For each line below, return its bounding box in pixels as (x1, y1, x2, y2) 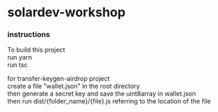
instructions (7, 30, 51, 40)
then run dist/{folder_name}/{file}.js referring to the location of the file (7, 97, 211, 106)
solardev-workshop (7, 4, 126, 21)
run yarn (7, 53, 33, 62)
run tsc (7, 61, 28, 69)
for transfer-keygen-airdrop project (7, 74, 110, 83)
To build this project (7, 45, 66, 54)
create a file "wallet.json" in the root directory (7, 82, 140, 91)
